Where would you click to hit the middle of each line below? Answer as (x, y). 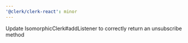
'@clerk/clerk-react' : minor (41, 11)
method (15, 34)
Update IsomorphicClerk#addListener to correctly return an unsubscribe (94, 28)
